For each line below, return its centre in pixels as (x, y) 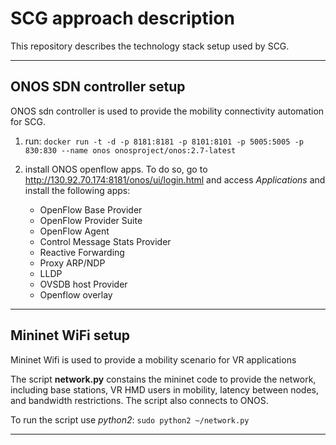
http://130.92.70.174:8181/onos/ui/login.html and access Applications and (175, 179)
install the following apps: (77, 190)
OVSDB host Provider (83, 284)
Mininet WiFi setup (70, 335)
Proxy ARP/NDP (72, 263)
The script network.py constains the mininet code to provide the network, (163, 379)
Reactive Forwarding (82, 252)
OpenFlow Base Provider (91, 209)
